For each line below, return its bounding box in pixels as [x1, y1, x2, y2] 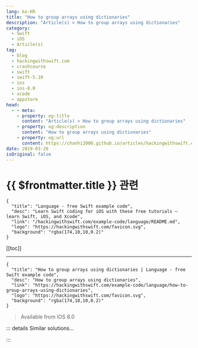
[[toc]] [6, 245, 22, 252]
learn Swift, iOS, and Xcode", [6, 214, 83, 220]
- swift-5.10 [11, 74, 44, 80]
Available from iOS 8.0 [20, 313, 75, 320]
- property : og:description [16, 124, 85, 130]
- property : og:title [16, 113, 70, 119]
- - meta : [11, 107, 35, 113]
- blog [11, 52, 28, 58]
